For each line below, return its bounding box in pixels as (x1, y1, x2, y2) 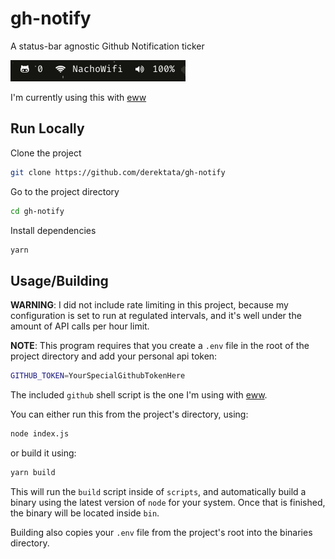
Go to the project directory (10, 185, 120, 197)
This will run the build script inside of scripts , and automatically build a (10, 485, 307, 497)
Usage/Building (10, 272, 109, 289)
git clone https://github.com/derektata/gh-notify (10, 167, 226, 177)
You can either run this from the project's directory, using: (10, 408, 249, 421)
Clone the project (10, 147, 82, 159)
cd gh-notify (10, 206, 65, 216)
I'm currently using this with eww (10, 91, 147, 103)
